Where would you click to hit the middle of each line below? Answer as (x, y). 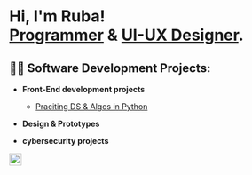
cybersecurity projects (65, 141)
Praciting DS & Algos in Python (91, 107)
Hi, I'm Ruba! (57, 16)
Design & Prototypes (61, 123)
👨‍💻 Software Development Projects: (110, 68)
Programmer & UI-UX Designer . (126, 35)
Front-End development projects (83, 89)
